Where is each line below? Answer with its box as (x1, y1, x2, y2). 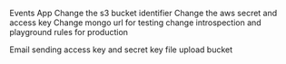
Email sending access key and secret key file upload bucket (9, 44, 233, 55)
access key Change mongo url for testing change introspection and (9, 17, 261, 28)
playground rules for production (9, 27, 129, 37)
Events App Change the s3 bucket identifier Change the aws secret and (9, 8, 278, 18)
